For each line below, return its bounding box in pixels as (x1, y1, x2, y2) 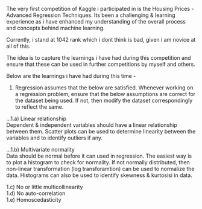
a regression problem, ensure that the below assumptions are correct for (14, 91, 196, 97)
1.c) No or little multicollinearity (6, 184, 83, 190)
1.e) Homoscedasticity (6, 196, 62, 203)
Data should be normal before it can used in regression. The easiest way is (6, 152, 192, 159)
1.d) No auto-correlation (6, 190, 66, 197)
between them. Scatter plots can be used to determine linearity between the (6, 128, 196, 135)
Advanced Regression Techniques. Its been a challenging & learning (6, 11, 176, 19)
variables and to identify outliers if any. (6, 134, 103, 141)
